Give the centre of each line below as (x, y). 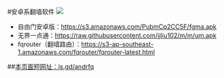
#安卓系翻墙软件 (31, 12)
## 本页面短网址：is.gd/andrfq (51, 66)
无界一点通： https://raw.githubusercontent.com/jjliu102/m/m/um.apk (117, 35)
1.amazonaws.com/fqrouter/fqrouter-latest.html (86, 52)
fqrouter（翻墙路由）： (49, 44)
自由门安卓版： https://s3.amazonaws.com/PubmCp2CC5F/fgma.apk (117, 27)
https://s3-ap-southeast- (117, 44)
